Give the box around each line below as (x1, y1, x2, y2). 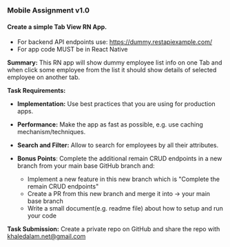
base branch (27, 197, 63, 205)
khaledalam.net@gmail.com (7, 233, 86, 241)
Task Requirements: (7, 87, 66, 95)
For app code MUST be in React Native (17, 45, 128, 54)
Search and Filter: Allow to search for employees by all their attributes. (17, 141, 219, 149)
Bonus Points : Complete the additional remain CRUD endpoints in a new (17, 154, 222, 163)
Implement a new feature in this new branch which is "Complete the (27, 175, 220, 184)
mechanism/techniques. (17, 128, 86, 136)
